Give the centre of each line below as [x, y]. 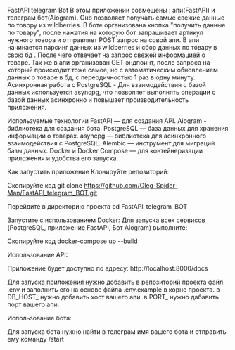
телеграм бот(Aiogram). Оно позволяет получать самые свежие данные [116, 18]
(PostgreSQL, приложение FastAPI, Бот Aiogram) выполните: [97, 227]
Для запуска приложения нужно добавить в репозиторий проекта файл [115, 282]
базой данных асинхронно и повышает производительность [98, 100]
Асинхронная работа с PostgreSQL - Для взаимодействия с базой [107, 85]
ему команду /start [36, 339]
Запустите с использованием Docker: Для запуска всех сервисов [106, 220]
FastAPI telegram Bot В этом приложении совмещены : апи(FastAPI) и [112, 10]
